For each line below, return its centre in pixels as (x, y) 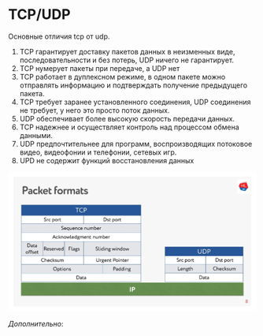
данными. (36, 135)
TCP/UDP (39, 15)
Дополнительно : (36, 323)
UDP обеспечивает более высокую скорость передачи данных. (127, 118)
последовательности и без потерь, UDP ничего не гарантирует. (127, 60)
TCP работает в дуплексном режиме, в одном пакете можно (122, 77)
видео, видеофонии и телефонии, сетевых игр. (98, 152)
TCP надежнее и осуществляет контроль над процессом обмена (130, 127)
